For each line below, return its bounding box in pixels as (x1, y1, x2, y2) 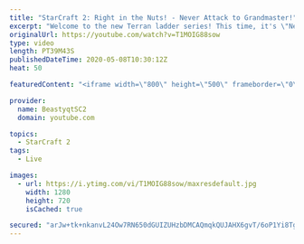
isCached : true (25, 204, 83, 213)
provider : (9, 96, 47, 105)
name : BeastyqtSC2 (17, 105, 88, 114)
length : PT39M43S (9, 47, 75, 56)
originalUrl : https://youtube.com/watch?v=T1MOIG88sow (9, 30, 221, 39)
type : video (9, 38, 54, 48)
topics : (9, 129, 39, 138)
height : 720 (25, 196, 71, 205)
